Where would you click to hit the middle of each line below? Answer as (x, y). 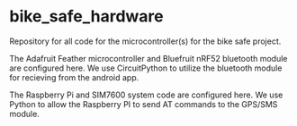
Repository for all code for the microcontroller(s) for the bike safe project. (145, 41)
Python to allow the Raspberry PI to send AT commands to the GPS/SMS (144, 104)
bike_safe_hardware (86, 17)
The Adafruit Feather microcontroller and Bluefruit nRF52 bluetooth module (148, 58)
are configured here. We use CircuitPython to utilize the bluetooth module (146, 68)
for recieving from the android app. (74, 77)
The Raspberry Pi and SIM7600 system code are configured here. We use (146, 95)
